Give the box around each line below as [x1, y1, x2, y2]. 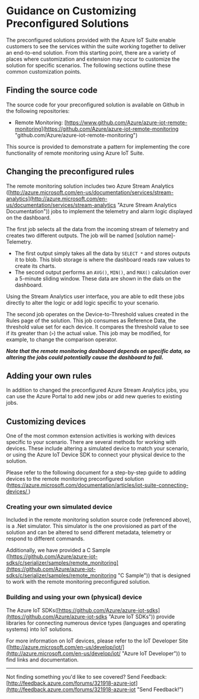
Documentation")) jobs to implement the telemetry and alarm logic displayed [6, 207, 192, 215]
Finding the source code [6, 85, 98, 96]
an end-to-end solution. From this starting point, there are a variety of [6, 49, 176, 56]
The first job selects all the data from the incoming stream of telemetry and [6, 225, 190, 232]
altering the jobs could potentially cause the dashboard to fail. [6, 354, 164, 361]
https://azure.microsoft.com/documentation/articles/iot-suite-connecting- [8, 481, 189, 489]
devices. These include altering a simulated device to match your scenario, [6, 445, 190, 452]
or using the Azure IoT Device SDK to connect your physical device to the [6, 451, 185, 458]
